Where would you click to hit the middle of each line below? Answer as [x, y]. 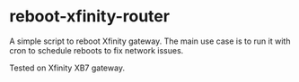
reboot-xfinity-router [90, 16]
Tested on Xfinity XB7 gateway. [67, 68]
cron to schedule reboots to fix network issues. [97, 50]
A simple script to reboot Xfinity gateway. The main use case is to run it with [150, 41]
